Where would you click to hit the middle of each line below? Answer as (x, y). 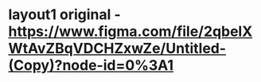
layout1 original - (64, 15)
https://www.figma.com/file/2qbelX (130, 31)
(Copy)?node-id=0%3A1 (91, 66)
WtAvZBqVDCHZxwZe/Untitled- (117, 49)
